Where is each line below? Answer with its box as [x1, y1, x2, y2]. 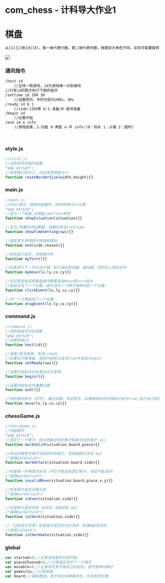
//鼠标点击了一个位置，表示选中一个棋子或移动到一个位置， [5, 283, 109, 288]
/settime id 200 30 [5, 92, 45, 98]
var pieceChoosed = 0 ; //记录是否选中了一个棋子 [5, 560, 92, 565]
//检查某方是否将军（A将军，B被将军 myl [5, 505, 78, 510]
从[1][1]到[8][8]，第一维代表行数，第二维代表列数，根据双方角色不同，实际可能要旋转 [5, 45, 160, 51]
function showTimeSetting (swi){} [5, 230, 74, 235]
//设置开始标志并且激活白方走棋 [5, 369, 61, 375]
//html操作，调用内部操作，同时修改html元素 [5, 202, 86, 207]
